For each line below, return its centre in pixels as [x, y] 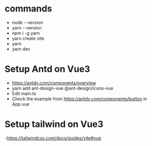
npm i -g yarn [26, 33]
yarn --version [27, 27]
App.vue [20, 104]
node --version [27, 22]
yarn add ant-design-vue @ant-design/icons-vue [63, 88]
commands [28, 9]
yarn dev [21, 49]
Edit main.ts [24, 93]
